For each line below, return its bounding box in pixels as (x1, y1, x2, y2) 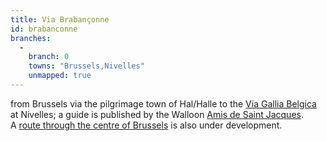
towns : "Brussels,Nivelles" (28, 61, 145, 71)
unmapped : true (28, 71, 92, 81)
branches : (10, 33, 52, 43)
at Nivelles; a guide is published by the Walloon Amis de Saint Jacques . (10, 108, 304, 120)
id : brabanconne (10, 24, 78, 34)
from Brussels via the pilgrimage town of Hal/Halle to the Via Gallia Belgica (10, 97, 317, 110)
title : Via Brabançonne (10, 14, 110, 25)
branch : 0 (28, 52, 70, 62)
